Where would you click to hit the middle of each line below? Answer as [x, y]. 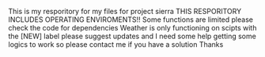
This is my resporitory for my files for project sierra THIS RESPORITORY [125, 11]
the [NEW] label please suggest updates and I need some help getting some [132, 36]
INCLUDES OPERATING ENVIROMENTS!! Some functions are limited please [131, 20]
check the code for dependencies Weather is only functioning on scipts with [132, 28]
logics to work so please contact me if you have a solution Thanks [116, 45]
